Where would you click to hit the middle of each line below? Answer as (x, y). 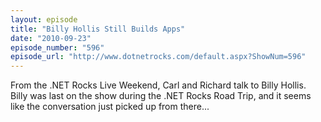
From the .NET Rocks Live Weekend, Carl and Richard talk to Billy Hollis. (158, 85)
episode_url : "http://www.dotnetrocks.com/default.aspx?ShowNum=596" (158, 57)
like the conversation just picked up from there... (110, 107)
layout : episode (44, 19)
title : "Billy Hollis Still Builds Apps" (98, 29)
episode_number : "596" (57, 47)
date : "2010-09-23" (51, 38)
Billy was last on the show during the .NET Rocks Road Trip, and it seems (161, 96)
